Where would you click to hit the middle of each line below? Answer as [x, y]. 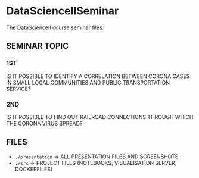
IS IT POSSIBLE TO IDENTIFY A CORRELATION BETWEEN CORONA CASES [98, 76]
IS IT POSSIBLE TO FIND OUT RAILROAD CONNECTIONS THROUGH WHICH [100, 117]
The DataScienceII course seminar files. [55, 27]
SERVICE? [18, 89]
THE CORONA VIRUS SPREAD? [44, 123]
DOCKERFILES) [34, 169]
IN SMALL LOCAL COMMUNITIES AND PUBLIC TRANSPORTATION [88, 82]
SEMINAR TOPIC [37, 46]
